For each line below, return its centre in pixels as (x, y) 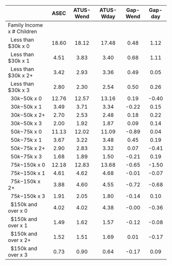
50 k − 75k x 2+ (28, 148)
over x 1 (18, 225)
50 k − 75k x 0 (26, 131)
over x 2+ (19, 240)
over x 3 (18, 255)
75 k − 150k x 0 (28, 165)
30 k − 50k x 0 (26, 98)
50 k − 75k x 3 (26, 156)
